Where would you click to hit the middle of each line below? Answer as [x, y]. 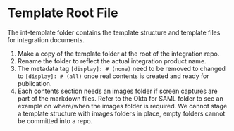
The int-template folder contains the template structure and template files [114, 32]
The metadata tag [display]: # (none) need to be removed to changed [121, 68]
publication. [35, 83]
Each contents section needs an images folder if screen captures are [117, 91]
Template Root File [63, 13]
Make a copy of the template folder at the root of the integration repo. [118, 54]
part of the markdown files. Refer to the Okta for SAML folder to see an [120, 98]
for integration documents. [46, 39]
